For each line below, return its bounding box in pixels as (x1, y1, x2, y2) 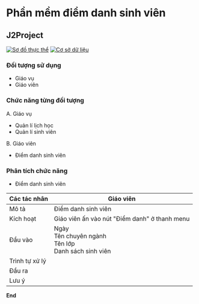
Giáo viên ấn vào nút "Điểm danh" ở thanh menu (54, 214, 190, 223)
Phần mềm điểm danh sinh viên (6, 6, 167, 20)
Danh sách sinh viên (54, 247, 111, 255)
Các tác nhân (9, 194, 48, 203)
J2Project (6, 30, 44, 40)
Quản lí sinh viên (14, 128, 57, 135)
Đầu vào (9, 235, 33, 244)
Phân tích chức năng (6, 166, 68, 175)
